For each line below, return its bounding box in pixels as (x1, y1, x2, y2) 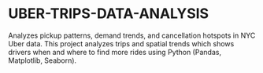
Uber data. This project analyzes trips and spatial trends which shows (8, 38, 235, 48)
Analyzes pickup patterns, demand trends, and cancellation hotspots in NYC (8, 31, 256, 40)
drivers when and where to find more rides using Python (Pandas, (8, 47, 222, 57)
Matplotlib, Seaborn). (8, 56, 77, 65)
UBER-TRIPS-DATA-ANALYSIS (8, 5, 209, 23)
